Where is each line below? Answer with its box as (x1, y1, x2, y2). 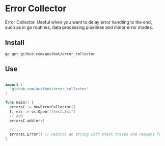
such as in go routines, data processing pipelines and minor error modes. (5, 24, 153, 30)
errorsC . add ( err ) (9, 118, 45, 123)
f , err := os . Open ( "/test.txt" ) (9, 109, 76, 114)
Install (5, 39, 25, 47)
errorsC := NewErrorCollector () (9, 105, 76, 110)
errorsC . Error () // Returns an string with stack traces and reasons (9, 132, 155, 137)
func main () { (5, 100, 34, 105)
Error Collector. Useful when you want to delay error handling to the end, (5, 19, 152, 25)
